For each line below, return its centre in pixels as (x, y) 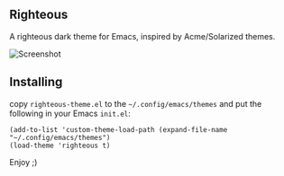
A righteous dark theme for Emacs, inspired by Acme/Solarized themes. (142, 36)
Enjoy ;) (23, 162)
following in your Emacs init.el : (70, 113)
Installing (36, 82)
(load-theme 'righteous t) (60, 145)
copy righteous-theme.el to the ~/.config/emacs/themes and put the (136, 103)
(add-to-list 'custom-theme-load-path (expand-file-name (119, 129)
